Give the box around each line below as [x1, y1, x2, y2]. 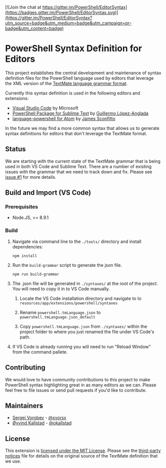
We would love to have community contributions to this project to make [5, 376, 150, 382]
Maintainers [5, 401, 44, 410]
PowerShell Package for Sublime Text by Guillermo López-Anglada [12, 110, 149, 116]
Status [5, 145, 26, 153]
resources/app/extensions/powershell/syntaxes [19, 301, 118, 306]
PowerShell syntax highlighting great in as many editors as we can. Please [5, 382, 157, 388]
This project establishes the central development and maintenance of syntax [5, 70, 162, 76]
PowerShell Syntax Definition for [5, 43, 142, 54]
